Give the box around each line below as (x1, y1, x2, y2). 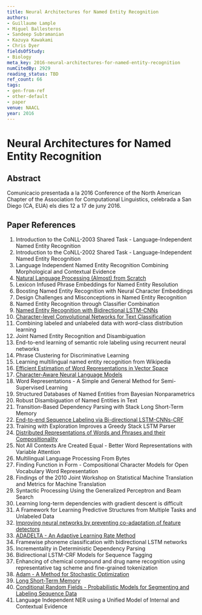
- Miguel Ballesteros (7, 25, 62, 32)
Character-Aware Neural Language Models (15, 371, 123, 379)
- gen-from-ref (7, 88, 45, 94)
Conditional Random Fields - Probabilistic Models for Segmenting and (15, 583, 189, 591)
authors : (7, 15, 29, 21)
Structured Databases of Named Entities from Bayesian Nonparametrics (15, 390, 195, 397)
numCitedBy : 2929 (7, 65, 51, 71)
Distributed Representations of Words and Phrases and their (15, 429, 166, 436)
